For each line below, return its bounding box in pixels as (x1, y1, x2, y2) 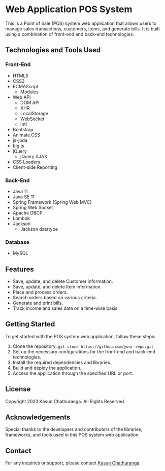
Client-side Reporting (12, 164, 57, 170)
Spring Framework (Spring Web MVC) (12, 199, 92, 205)
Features (5, 265, 34, 273)
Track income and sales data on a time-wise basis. (12, 305, 119, 311)
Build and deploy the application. (12, 365, 82, 371)
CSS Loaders (12, 159, 41, 165)
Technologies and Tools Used (5, 46, 101, 54)
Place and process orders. (12, 289, 68, 295)
